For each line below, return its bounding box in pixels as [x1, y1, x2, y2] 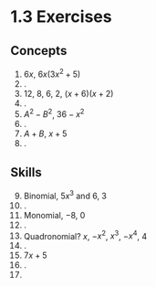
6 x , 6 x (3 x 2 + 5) [23, 67, 81, 80]
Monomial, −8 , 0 [23, 209, 86, 220]
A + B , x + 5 [23, 128, 68, 139]
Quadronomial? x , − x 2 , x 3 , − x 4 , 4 [23, 229, 148, 241]
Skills [10, 165, 42, 180]
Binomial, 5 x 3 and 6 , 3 [23, 189, 108, 201]
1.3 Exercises [10, 6, 112, 27]
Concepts [10, 43, 68, 58]
